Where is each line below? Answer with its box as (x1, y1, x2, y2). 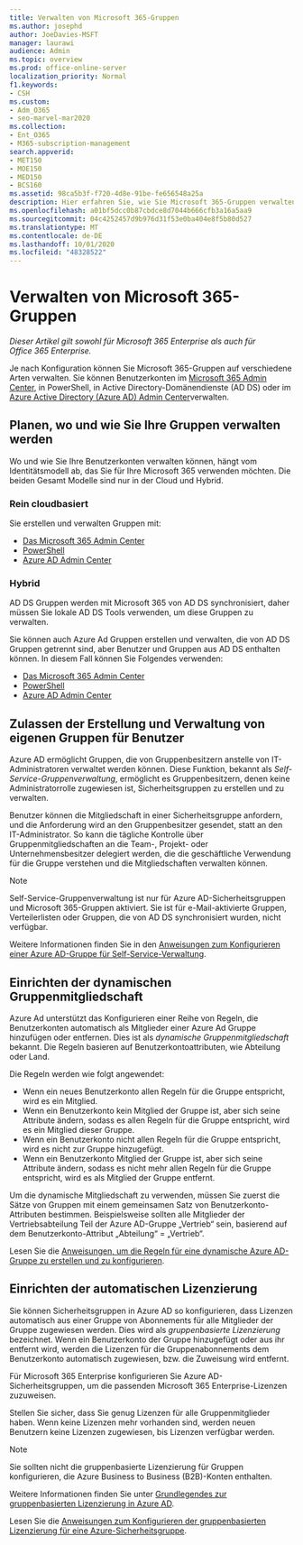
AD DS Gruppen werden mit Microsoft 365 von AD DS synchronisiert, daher (9, 597, 290, 609)
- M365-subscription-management (9, 139, 131, 148)
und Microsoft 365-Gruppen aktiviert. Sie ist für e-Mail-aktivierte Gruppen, (9, 903, 287, 914)
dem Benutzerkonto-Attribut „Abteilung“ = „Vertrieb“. (9, 1228, 205, 1239)
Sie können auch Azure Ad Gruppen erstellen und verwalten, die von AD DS (9, 634, 290, 645)
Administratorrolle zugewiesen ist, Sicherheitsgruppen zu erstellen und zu (9, 783, 285, 794)
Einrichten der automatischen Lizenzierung (9, 1282, 258, 1297)
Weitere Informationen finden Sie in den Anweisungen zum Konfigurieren (9, 939, 281, 950)
